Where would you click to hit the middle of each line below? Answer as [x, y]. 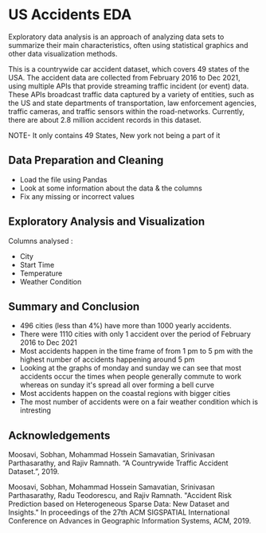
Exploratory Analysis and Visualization [107, 222]
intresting [35, 410]
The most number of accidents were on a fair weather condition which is [139, 402]
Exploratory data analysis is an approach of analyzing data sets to [116, 37]
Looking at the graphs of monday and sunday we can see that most [130, 368]
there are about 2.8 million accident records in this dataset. [105, 120]
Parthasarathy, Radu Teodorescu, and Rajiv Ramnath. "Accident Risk [120, 496]
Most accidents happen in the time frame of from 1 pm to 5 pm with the [136, 351]
